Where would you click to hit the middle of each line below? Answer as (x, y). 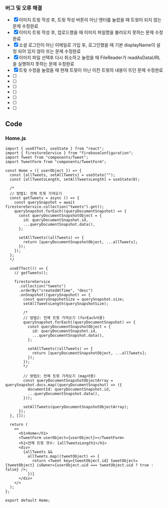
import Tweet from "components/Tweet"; (47, 157)
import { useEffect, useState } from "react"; (55, 149)
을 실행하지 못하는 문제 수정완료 (43, 64)
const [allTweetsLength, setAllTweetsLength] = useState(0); (75, 179)
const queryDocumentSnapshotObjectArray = (68, 380)
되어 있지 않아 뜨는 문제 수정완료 (49, 51)
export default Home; (28, 500)
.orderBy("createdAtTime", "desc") (56, 291)
